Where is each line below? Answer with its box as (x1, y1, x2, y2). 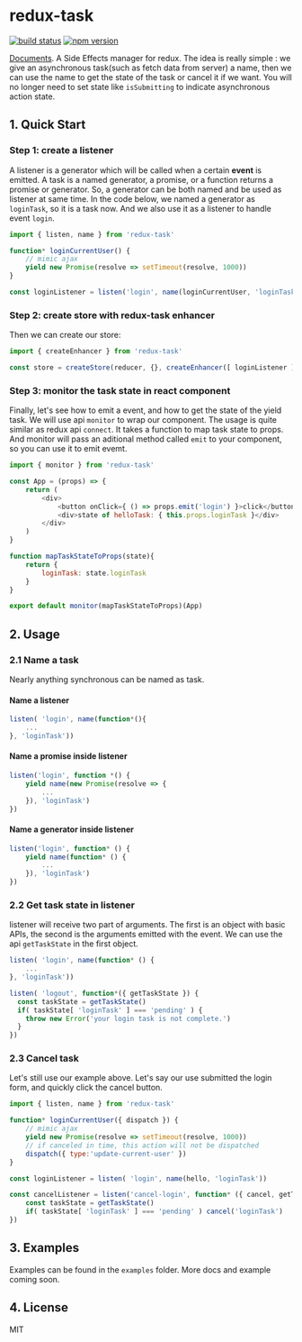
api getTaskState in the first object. (9, 938, 139, 949)
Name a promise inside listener (9, 751, 128, 762)
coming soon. (9, 1274, 60, 1284)
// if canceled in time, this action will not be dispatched (25, 1141, 259, 1150)
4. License (9, 1300, 69, 1316)
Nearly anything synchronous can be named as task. (9, 674, 205, 685)
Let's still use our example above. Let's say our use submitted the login (9, 1073, 272, 1083)
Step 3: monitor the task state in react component (9, 384, 231, 397)
